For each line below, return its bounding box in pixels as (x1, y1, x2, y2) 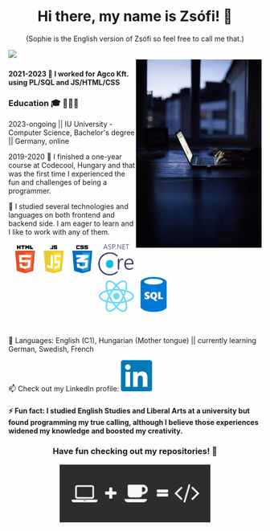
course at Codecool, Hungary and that (8, 160, 135, 170)
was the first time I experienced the (8, 169, 126, 178)
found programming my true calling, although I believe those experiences (8, 417, 259, 427)
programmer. (8, 186, 51, 195)
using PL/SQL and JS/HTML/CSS (8, 77, 121, 87)
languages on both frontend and (8, 210, 115, 219)
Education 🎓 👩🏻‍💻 (8, 98, 79, 109)
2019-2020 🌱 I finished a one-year (8, 152, 122, 161)
